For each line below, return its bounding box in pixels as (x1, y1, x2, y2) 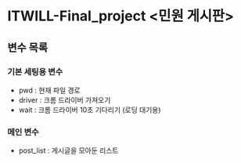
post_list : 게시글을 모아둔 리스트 (18, 146, 119, 155)
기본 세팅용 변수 (7, 66, 63, 77)
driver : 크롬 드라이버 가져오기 (18, 95, 111, 104)
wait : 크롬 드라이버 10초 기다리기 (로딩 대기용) (18, 105, 161, 114)
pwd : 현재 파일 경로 (18, 85, 81, 95)
